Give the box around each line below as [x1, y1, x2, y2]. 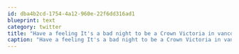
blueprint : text [7, 17, 55, 24]
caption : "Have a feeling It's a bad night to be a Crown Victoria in [7, 36, 221, 43]
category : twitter [7, 23, 62, 30]
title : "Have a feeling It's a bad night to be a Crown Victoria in [7, 29, 215, 37]
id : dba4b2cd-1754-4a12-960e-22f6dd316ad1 [7, 10, 135, 18]
